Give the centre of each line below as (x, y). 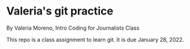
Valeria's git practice (60, 11)
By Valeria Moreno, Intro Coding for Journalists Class (73, 28)
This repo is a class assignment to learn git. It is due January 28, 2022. (95, 39)
